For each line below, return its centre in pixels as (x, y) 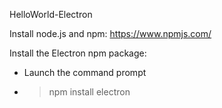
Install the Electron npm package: (78, 53)
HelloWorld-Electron (51, 14)
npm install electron (89, 92)
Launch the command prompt (85, 72)
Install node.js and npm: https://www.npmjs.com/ (110, 33)
